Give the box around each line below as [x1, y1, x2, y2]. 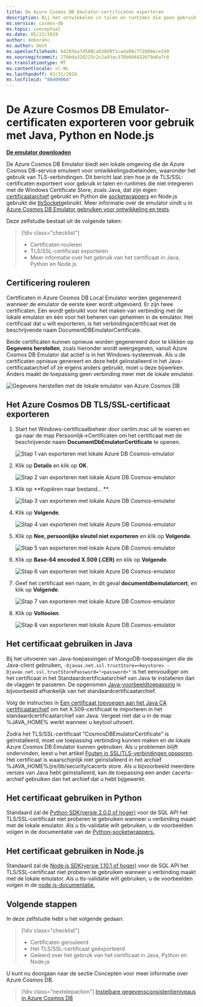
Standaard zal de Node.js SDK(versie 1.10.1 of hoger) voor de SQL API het [6, 862, 189, 869]
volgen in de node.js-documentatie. [6, 881, 95, 889]
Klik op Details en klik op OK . [15, 462, 88, 469]
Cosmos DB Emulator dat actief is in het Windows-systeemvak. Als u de [6, 350, 186, 358]
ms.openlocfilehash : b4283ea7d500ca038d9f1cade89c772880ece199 [6, 49, 170, 55]
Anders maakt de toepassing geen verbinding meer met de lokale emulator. [6, 370, 195, 377]
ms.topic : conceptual [6, 26, 61, 32]
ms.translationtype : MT [6, 60, 67, 66]
